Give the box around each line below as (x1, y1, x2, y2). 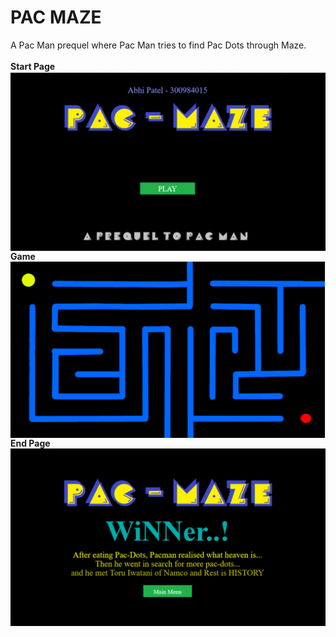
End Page (10, 437, 51, 450)
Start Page (10, 60, 56, 72)
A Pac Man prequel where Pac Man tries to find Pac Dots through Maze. (10, 39, 307, 51)
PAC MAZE (10, 6, 102, 29)
